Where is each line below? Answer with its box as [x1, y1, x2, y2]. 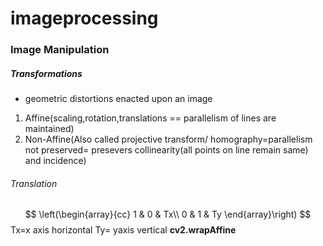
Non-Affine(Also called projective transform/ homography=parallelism [24, 133, 313, 146]
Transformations [10, 67, 83, 79]
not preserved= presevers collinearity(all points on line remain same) [24, 144, 309, 156]
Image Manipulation [10, 43, 110, 57]
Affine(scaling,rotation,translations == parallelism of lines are [24, 112, 277, 124]
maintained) [24, 123, 75, 135]
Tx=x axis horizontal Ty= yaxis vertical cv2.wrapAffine [10, 224, 237, 236]
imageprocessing [10, 7, 159, 30]
